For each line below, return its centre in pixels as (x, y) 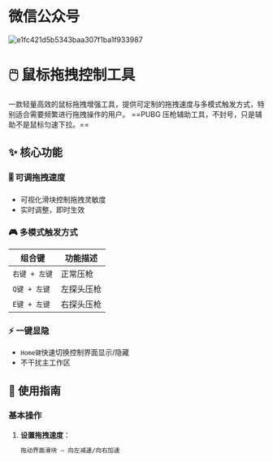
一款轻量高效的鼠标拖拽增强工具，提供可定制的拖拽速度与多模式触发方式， (133, 104)
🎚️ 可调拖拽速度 (37, 178)
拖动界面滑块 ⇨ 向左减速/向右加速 (70, 450)
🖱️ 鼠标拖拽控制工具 (72, 75)
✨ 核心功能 (36, 152)
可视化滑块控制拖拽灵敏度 (63, 199)
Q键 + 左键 (31, 289)
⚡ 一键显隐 (29, 330)
